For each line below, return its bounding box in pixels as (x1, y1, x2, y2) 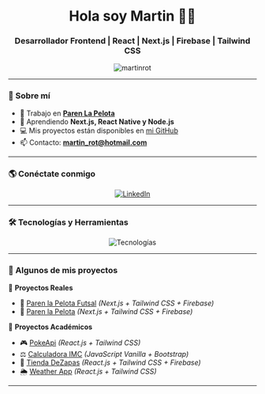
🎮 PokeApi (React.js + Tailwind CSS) (19, 338, 141, 347)
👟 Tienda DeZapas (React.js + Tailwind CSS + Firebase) (19, 358, 201, 367)
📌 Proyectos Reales (8, 282, 73, 292)
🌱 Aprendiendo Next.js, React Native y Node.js (19, 116, 175, 126)
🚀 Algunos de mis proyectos (8, 265, 118, 276)
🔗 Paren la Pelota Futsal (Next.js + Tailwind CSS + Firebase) (19, 298, 215, 308)
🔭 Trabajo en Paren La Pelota (19, 108, 116, 118)
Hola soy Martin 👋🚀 (69, 7, 196, 25)
